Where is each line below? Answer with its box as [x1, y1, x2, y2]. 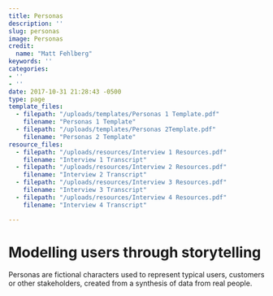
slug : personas [8, 27, 60, 35]
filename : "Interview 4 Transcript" [23, 201, 148, 209]
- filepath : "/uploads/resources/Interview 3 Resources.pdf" [15, 178, 227, 187]
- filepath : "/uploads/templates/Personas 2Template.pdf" [15, 125, 217, 133]
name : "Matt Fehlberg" [15, 50, 93, 58]
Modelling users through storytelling [8, 243, 262, 261]
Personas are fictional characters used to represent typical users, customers [8, 270, 265, 280]
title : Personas [8, 11, 63, 20]
